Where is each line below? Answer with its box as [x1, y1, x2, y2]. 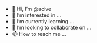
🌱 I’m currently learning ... [11, 18, 75, 24]
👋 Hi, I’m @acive [11, 6, 52, 12]
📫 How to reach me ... [11, 31, 66, 37]
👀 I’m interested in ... [11, 12, 62, 19]
